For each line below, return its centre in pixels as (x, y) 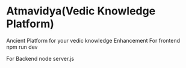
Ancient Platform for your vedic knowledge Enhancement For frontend (93, 40)
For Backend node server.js (40, 58)
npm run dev (22, 47)
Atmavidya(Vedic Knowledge (81, 11)
